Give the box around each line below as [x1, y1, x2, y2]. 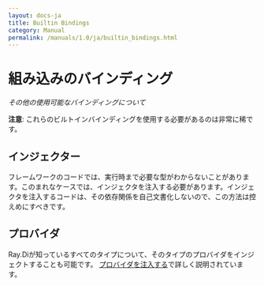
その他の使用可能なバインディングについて [8, 98, 146, 107]
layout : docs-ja [8, 11, 61, 20]
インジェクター [8, 149, 81, 163]
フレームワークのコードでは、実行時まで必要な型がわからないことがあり [8, 172, 243, 182]
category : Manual [8, 26, 65, 34]
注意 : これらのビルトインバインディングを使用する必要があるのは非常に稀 [8, 115, 247, 124]
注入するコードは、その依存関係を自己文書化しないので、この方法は [28, 192, 250, 201]
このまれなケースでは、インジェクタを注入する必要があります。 [20, 183, 227, 191]
